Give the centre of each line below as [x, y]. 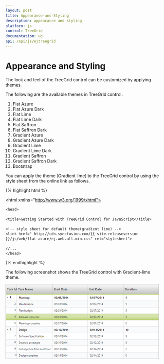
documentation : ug [24, 36]
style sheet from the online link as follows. [48, 181]
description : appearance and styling [44, 21]
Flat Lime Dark [27, 119]
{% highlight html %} [27, 190]
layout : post [19, 10]
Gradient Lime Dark [32, 150]
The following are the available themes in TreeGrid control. [64, 94]
